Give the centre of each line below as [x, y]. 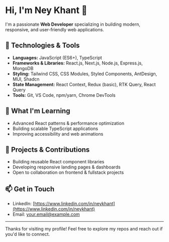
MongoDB [23, 68]
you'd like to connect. [28, 234]
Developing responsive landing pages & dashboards [66, 167]
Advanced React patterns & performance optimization [68, 123]
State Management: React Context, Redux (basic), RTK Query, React [84, 84]
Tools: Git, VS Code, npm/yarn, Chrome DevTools [64, 95]
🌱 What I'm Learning [38, 111]
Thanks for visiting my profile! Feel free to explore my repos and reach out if [84, 229]
